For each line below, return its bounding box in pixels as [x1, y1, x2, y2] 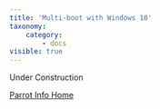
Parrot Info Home [9, 90, 75, 101]
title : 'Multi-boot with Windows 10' [9, 13, 153, 23]
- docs [42, 38, 67, 48]
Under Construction [9, 72, 84, 83]
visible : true [9, 47, 64, 56]
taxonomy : [9, 22, 47, 31]
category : [25, 30, 64, 39]
